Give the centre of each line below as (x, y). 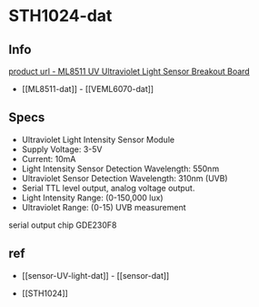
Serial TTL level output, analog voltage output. (108, 188)
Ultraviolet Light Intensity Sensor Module (98, 139)
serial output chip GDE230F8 (63, 225)
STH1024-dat (60, 16)
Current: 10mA (49, 159)
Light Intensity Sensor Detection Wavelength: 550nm (120, 169)
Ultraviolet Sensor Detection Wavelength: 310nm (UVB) (125, 178)
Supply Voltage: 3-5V (62, 149)
